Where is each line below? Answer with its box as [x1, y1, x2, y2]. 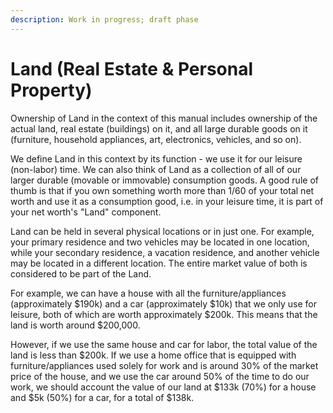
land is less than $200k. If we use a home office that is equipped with [10, 349, 297, 361]
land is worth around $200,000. [10, 319, 141, 331]
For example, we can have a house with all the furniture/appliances [10, 287, 287, 299]
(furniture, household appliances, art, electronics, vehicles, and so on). [10, 133, 302, 145]
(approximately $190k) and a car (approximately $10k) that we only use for [10, 297, 317, 310]
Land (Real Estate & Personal [10, 57, 254, 80]
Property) [10, 79, 93, 101]
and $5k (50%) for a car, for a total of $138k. [10, 391, 195, 403]
